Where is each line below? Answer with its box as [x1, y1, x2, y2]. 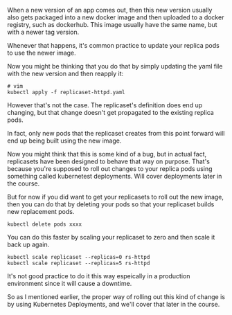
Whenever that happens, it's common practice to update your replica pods [7, 42, 220, 49]
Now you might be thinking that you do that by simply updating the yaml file [7, 62, 223, 70]
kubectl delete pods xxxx [7, 221, 82, 228]
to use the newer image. [7, 48, 76, 57]
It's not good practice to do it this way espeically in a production [7, 272, 190, 280]
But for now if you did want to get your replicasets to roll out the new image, [7, 193, 224, 201]
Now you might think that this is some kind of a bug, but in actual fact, [7, 150, 207, 158]
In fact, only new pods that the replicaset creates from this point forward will [7, 129, 225, 137]
